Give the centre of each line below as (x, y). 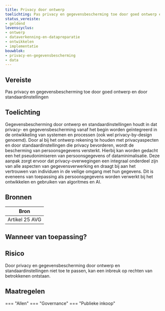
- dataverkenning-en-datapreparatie (42, 37)
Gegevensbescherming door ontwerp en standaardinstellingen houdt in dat (81, 124)
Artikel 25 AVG (25, 219)
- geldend (15, 23)
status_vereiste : (23, 19)
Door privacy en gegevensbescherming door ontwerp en (63, 265)
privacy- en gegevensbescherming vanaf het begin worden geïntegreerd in (81, 129)
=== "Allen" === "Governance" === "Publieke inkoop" (60, 303)
